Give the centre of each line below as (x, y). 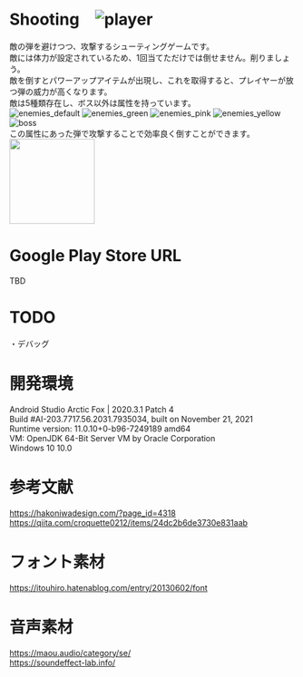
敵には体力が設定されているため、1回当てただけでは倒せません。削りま (142, 57)
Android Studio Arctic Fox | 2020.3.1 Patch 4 (92, 409)
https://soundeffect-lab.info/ (63, 662)
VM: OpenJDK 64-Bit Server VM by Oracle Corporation (112, 438)
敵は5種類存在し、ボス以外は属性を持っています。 (103, 102)
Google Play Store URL (96, 256)
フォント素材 (58, 561)
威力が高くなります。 (73, 92)
